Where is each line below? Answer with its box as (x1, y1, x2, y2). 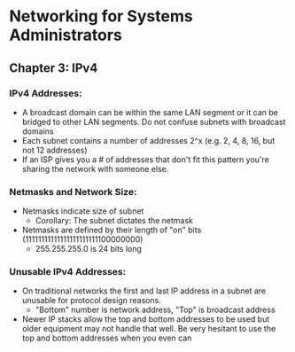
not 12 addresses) (21, 145, 88, 155)
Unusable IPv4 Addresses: (9, 266, 127, 278)
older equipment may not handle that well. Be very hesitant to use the (21, 324, 276, 334)
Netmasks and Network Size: (9, 185, 137, 198)
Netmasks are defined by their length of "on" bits (21, 224, 202, 236)
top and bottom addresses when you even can (21, 332, 192, 343)
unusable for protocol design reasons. (21, 295, 161, 306)
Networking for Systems (9, 6, 193, 27)
